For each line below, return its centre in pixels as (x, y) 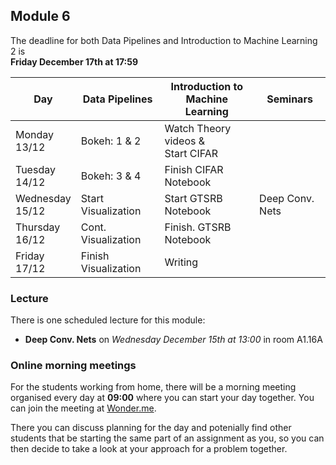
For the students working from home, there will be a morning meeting (153, 387)
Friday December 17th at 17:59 (74, 61)
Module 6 (40, 16)
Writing (181, 262)
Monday (35, 134)
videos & (185, 141)
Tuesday (35, 169)
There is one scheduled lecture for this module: (108, 320)
